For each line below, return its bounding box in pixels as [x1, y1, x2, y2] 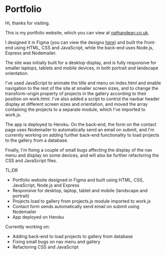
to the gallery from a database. [5, 137, 69, 143]
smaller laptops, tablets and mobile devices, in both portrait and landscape [5, 65, 159, 71]
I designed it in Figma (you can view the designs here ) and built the [5, 39, 143, 45]
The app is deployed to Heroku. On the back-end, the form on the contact [5, 121, 157, 127]
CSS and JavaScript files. [5, 157, 57, 163]
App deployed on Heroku [12, 214, 64, 220]
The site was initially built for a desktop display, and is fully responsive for [5, 59, 157, 65]
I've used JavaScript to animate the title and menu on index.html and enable [5, 80, 161, 86]
